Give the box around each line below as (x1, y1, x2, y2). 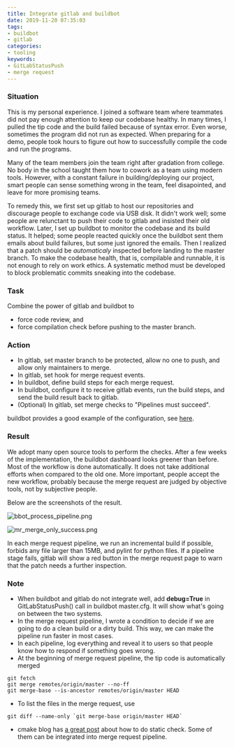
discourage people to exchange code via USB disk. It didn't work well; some (7, 209, 226, 217)
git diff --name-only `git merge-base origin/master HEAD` (7, 712, 183, 720)
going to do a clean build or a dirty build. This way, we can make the (17, 624, 214, 633)
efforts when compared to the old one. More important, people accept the (7, 470, 220, 478)
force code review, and (17, 315, 84, 324)
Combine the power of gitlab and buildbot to (7, 302, 135, 310)
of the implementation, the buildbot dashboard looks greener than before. (7, 455, 219, 463)
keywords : (7, 56, 36, 63)
